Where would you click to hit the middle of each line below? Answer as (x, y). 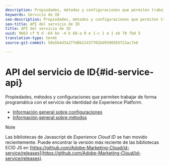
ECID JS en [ (18, 147)
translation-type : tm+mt (31, 38)
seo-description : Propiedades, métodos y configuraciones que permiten (82, 19)
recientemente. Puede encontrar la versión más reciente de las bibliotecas (82, 142)
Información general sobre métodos (50, 117)
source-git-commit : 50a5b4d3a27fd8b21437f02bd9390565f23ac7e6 (72, 43)
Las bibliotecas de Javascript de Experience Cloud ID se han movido (76, 137)
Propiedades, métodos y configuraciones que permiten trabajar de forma (81, 97)
